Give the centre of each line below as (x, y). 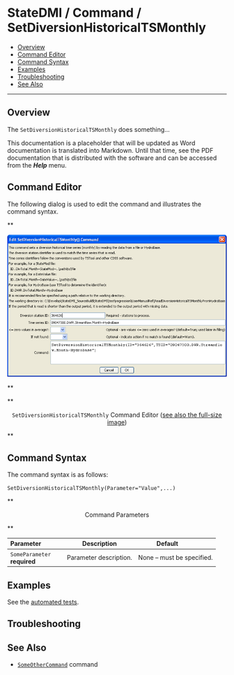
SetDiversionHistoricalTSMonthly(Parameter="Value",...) (92, 488)
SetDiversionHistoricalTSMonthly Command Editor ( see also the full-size (117, 415)
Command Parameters (117, 514)
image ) (117, 422)
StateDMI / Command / (74, 13)
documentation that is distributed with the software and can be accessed (112, 158)
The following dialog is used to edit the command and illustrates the (104, 204)
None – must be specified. (176, 558)
